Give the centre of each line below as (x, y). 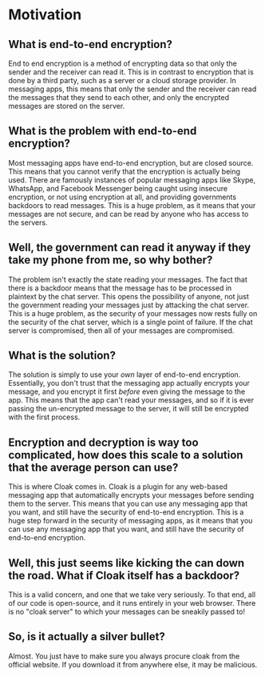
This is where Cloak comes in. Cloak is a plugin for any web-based (118, 487)
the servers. (28, 222)
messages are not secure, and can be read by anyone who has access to (129, 214)
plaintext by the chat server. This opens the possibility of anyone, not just (129, 296)
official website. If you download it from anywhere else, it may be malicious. (133, 664)
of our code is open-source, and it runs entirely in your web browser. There (132, 603)
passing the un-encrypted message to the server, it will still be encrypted (129, 409)
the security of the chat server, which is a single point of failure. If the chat (131, 322)
